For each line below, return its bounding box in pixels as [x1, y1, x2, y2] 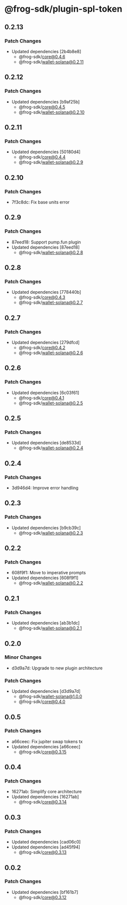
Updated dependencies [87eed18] [11, 244, 80, 250]
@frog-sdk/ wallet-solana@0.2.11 [18, 59, 84, 64]
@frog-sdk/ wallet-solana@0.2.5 [18, 400, 83, 406]
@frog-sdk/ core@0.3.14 [18, 799, 67, 805]
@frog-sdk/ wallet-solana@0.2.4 [18, 445, 83, 451]
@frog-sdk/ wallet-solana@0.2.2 [18, 580, 83, 586]
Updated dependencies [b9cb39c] [11, 524, 81, 530]
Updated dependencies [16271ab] [11, 794, 79, 800]
